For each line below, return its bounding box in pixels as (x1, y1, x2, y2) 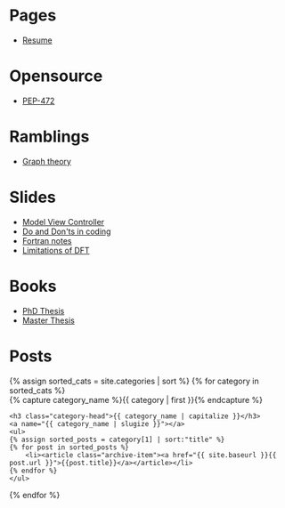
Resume (21, 35, 53, 45)
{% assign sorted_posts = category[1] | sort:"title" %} (9, 435, 225, 444)
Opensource (9, 66, 103, 86)
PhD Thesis (21, 305, 65, 316)
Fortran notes (21, 235, 72, 246)
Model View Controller (21, 216, 105, 227)
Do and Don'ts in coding (21, 226, 111, 237)
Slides (9, 188, 56, 207)
